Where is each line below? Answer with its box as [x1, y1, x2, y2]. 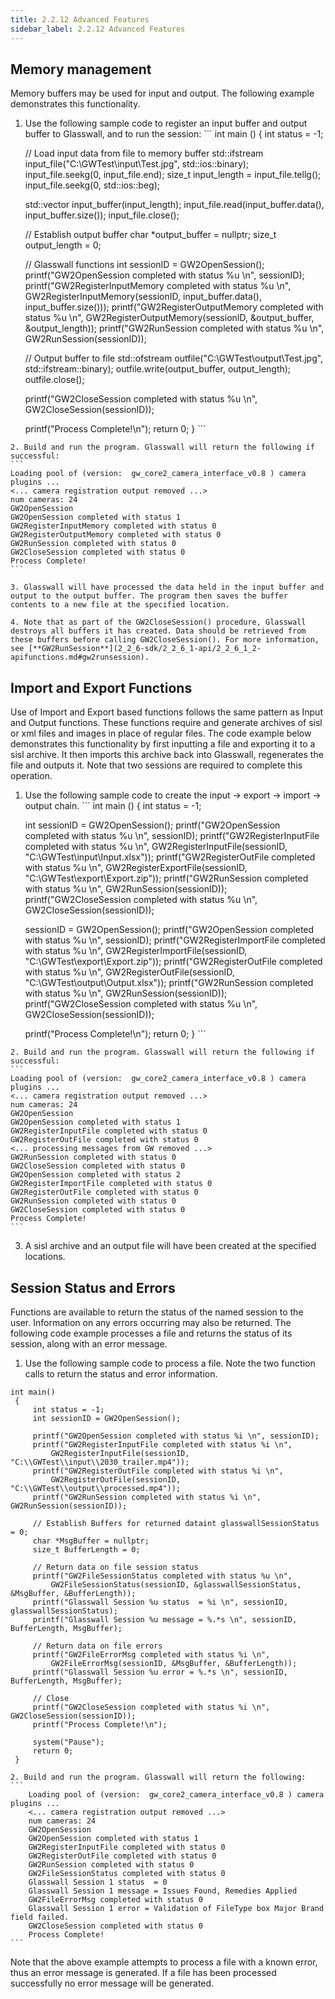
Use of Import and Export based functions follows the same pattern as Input [10, 706, 323, 718]
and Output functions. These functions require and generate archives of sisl [10, 717, 323, 729]
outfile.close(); [24, 374, 85, 386]
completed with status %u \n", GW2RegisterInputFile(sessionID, [24, 841, 288, 853]
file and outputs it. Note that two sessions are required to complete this [10, 759, 303, 771]
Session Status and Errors [10, 1279, 176, 1296]
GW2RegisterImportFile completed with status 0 [10, 1179, 213, 1189]
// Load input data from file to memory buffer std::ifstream [24, 147, 264, 160]
